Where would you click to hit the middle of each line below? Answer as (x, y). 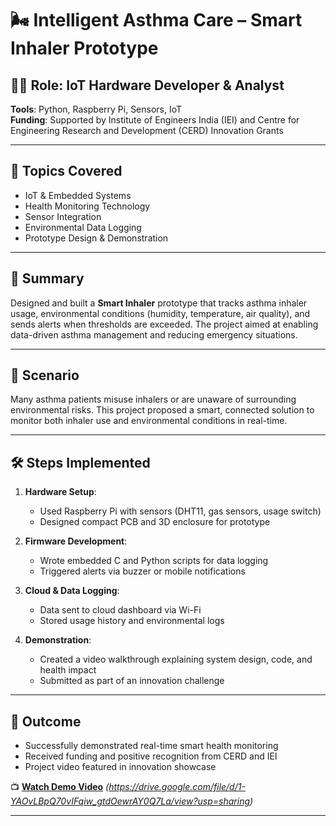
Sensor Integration (63, 216)
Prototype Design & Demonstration (96, 238)
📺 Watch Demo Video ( (60, 787)
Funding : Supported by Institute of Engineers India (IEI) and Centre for (155, 120)
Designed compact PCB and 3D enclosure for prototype (155, 522)
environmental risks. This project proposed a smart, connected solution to (162, 410)
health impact (68, 670)
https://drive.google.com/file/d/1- (177, 787)
